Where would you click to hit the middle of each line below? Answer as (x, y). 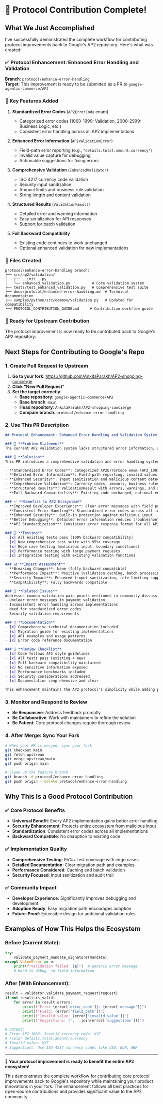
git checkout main (24, 750)
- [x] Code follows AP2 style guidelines (48, 654)
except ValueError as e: (30, 962)
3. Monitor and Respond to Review (46, 702)
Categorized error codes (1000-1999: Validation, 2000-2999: (80, 121)
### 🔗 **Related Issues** (31, 591)
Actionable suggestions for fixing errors (59, 160)
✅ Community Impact (31, 887)
